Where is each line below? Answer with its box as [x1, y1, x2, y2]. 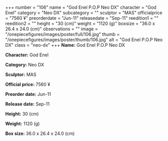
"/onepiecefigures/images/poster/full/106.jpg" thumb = [5, 31, 120, 37]
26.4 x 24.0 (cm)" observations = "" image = [5, 26, 98, 32]
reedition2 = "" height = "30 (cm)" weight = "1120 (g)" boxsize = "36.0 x [5, 20, 155, 26]
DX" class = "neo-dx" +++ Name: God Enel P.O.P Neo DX [5, 42, 125, 48]
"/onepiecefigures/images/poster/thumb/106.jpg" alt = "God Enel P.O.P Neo [5, 37, 163, 43]
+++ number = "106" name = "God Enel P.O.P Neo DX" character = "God [5, 5, 157, 10]
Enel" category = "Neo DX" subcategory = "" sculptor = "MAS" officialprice [5, 10, 163, 16]
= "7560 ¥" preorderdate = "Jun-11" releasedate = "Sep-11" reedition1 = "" [5, 15, 158, 21]
